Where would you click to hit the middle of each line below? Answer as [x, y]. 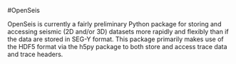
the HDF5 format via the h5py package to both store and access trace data [117, 47]
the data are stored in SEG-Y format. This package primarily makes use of [116, 39]
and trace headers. [35, 54]
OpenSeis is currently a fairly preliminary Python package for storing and [114, 24]
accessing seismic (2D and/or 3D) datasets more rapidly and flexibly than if [118, 32]
